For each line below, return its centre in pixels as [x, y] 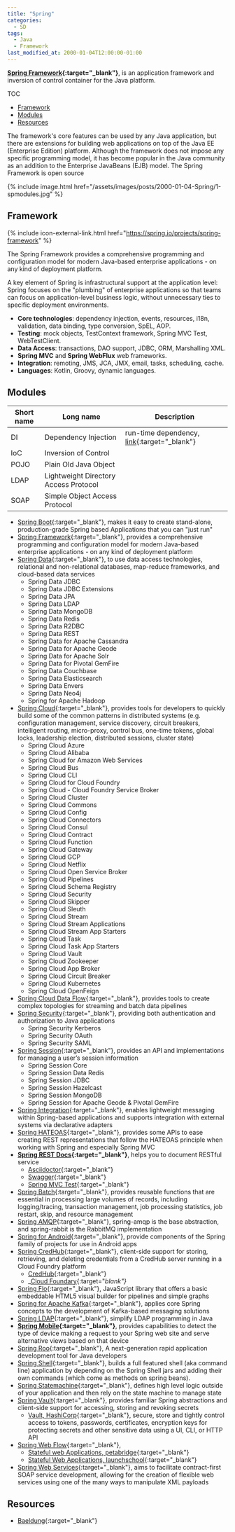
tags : [15, 33]
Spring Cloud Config [57, 812]
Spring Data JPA [51, 596]
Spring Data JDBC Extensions [71, 588]
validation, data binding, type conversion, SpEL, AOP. [94, 326]
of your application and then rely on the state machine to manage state [119, 1393]
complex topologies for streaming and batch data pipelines [102, 1005]
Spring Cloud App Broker [64, 968]
